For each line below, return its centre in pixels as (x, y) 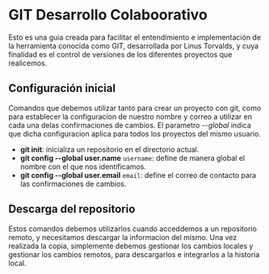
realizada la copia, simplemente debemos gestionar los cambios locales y (131, 246)
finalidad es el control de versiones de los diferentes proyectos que (120, 54)
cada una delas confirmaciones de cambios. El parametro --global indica (130, 125)
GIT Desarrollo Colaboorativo (108, 15)
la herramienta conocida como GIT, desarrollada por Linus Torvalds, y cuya (134, 45)
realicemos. (28, 63)
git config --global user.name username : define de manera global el (132, 158)
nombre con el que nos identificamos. (83, 167)
